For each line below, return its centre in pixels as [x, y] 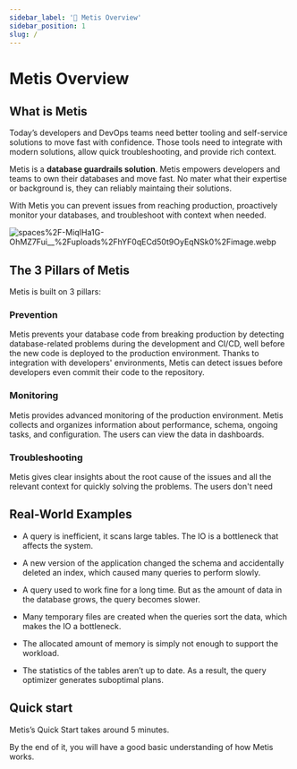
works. [22, 756]
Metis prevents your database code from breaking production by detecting [147, 334]
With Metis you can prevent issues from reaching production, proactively [144, 206]
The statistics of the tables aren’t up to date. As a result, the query [144, 670]
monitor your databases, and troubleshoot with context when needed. [138, 215]
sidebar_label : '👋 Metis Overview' [76, 17]
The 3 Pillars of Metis [69, 270]
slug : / [24, 34]
